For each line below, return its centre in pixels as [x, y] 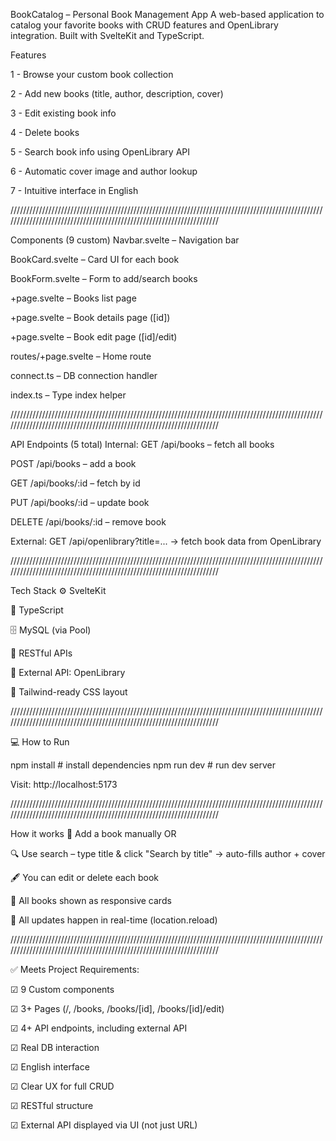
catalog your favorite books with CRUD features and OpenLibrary [144, 25]
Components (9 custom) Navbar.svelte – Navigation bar [125, 240]
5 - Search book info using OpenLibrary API [100, 152]
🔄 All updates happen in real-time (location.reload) [114, 920]
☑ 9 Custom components [62, 989]
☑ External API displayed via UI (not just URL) [104, 1125]
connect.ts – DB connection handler [84, 375]
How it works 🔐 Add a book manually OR [93, 833]
